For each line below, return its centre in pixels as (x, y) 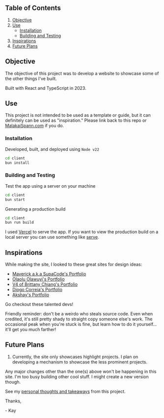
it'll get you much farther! (31, 330)
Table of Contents (33, 8)
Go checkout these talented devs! (39, 305)
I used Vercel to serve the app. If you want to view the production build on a (82, 232)
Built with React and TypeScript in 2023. (46, 88)
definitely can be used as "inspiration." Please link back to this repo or (76, 120)
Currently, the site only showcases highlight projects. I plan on (75, 357)
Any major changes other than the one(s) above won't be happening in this (81, 371)
